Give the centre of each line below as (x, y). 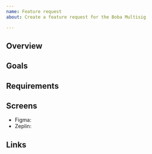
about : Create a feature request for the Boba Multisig (76, 17)
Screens (22, 106)
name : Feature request (34, 11)
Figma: (23, 120)
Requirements (32, 86)
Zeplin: (23, 126)
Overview (24, 46)
